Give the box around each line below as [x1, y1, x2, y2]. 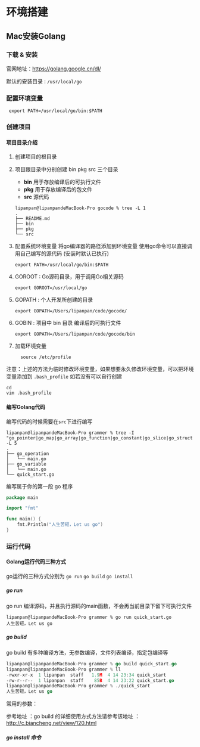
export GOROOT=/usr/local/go [14, 285, 87, 291]
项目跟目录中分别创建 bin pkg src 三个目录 [14, 166, 118, 173]
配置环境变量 [6, 94, 43, 102]
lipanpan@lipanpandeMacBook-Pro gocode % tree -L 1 [14, 205, 146, 212]
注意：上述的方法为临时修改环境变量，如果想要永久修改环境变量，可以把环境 [6, 365, 194, 373]
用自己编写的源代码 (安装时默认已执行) [14, 250, 109, 257]
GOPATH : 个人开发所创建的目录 [14, 296, 93, 303]
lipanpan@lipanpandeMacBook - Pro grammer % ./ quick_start [6, 683, 151, 689]
